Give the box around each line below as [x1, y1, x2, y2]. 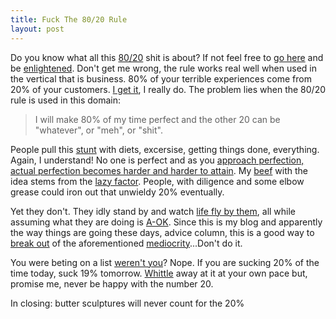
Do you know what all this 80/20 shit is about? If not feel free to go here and [10, 51, 324, 63]
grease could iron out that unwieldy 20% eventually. [10, 186, 225, 198]
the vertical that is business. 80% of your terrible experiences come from [10, 72, 312, 85]
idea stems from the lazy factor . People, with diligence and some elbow [10, 175, 305, 187]
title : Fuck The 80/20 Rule [10, 14, 128, 25]
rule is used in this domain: [10, 94, 122, 106]
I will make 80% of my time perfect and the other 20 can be [34, 113, 281, 125]
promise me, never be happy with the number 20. [10, 277, 214, 290]
